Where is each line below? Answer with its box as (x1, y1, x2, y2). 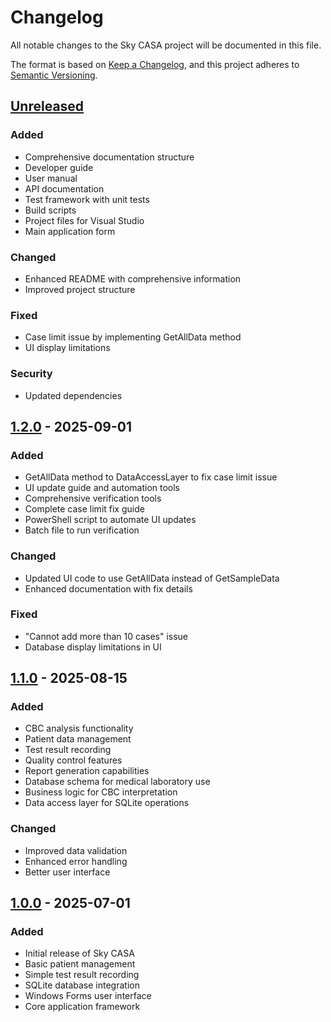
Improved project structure (24, 283, 136, 295)
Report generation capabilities (24, 765, 150, 777)
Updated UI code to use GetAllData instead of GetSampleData (24, 572, 280, 584)
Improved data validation (24, 844, 128, 856)
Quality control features (24, 754, 123, 766)
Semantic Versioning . (10, 69, 98, 81)
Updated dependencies (24, 389, 123, 401)
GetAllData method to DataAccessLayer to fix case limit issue (24, 471, 278, 483)
